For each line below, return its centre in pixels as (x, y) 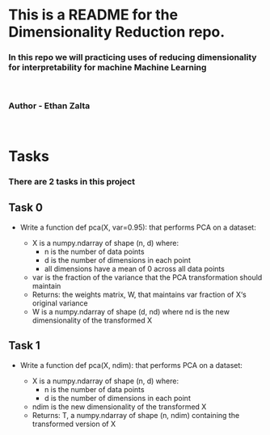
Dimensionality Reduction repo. (117, 32)
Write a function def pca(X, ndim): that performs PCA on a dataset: (131, 365)
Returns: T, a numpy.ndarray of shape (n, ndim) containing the (136, 415)
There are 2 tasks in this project (72, 181)
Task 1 (24, 346)
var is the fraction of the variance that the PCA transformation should (147, 277)
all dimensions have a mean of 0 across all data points (134, 268)
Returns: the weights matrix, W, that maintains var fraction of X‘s (139, 294)
